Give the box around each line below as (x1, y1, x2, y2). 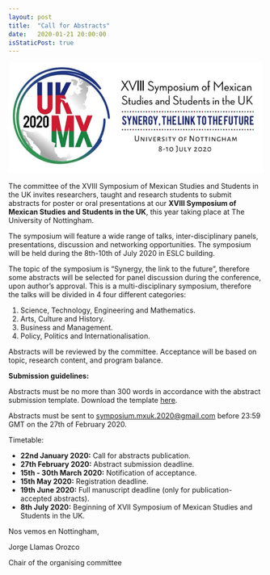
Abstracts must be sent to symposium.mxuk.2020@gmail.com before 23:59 (8, 410, 261, 420)
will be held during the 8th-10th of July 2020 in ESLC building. (8, 248, 216, 258)
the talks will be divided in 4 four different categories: (8, 289, 187, 299)
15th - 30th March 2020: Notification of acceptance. (19, 468, 197, 477)
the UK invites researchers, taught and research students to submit (8, 190, 232, 199)
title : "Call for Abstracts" (8, 21, 111, 30)
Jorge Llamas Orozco (8, 542, 80, 552)
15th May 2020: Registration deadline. (19, 476, 149, 486)
